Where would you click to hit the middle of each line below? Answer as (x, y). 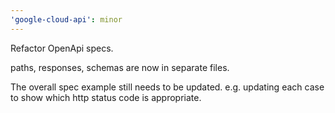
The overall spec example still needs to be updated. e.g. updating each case (167, 87)
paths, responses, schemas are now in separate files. (120, 67)
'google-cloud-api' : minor (66, 19)
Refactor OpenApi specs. (62, 48)
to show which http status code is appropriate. (106, 97)
